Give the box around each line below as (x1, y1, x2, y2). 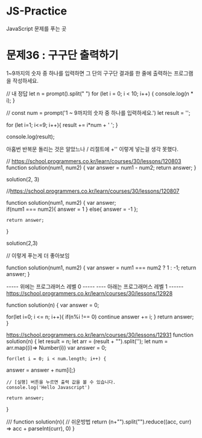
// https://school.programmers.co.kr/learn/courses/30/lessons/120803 (6, 157, 181, 164)
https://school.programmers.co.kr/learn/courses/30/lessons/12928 (6, 289, 173, 297)
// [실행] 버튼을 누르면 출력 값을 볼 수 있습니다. (6, 379, 116, 385)
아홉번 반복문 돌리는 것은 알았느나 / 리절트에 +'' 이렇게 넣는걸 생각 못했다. (6, 145, 179, 152)
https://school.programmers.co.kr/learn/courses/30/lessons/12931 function (6, 331, 194, 338)
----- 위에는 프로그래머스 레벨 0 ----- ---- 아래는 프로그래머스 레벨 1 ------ (6, 283, 184, 290)
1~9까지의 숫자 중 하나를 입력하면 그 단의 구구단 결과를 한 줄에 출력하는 (6, 69, 173, 77)
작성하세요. (12, 77, 39, 84)
